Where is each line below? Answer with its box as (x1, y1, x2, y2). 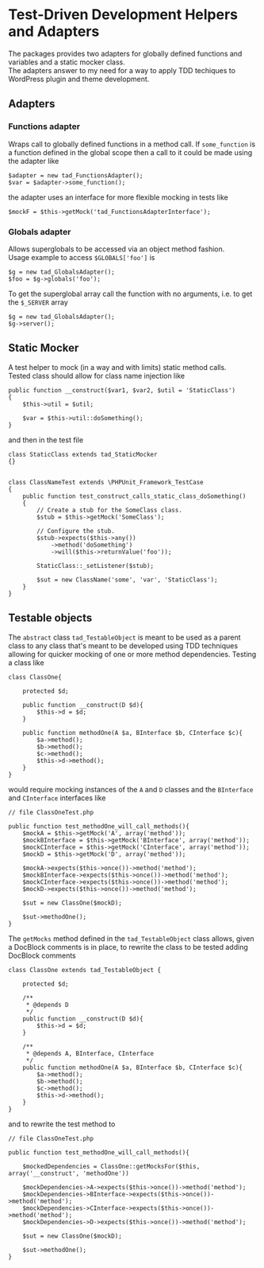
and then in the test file (8, 435, 84, 445)
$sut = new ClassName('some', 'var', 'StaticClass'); (36, 575, 218, 584)
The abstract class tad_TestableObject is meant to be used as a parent (8, 632, 241, 642)
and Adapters (8, 22, 100, 41)
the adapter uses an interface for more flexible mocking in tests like (8, 193, 228, 202)
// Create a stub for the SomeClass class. (36, 506, 182, 514)
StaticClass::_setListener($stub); (36, 562, 155, 570)
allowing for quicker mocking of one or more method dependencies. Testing (8, 649, 257, 659)
